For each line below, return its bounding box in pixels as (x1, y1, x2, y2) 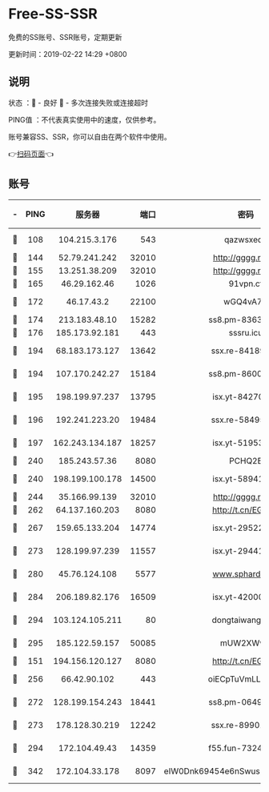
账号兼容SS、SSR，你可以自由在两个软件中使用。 (8, 131, 171, 141)
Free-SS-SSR (8, 5, 98, 23)
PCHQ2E (229, 455, 263, 466)
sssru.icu (228, 327, 263, 338)
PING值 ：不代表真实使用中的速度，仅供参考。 (8, 115, 161, 124)
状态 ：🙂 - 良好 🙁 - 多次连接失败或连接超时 (8, 98, 148, 107)
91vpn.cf (228, 278, 263, 289)
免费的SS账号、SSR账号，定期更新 (8, 32, 122, 42)
